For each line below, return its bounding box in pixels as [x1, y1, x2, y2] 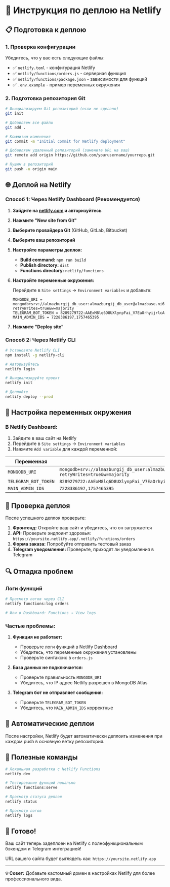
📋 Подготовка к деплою [5, 25, 87, 34]
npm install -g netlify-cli [5, 353, 65, 358]
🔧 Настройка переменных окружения [5, 408, 132, 417]
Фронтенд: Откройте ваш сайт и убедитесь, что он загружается [12, 525, 152, 531]
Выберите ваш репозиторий [12, 237, 75, 243]
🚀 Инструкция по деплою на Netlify [5, 5, 162, 16]
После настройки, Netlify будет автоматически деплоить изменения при [5, 733, 163, 739]
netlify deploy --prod [5, 394, 53, 399]
